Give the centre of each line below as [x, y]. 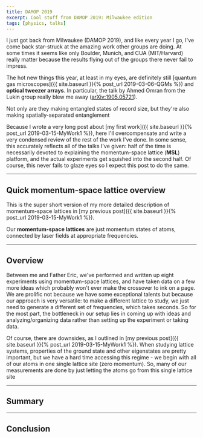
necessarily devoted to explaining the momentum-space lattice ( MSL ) [93, 152]
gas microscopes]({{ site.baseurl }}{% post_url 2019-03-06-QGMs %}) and [100, 84]
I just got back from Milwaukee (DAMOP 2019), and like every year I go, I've [100, 41]
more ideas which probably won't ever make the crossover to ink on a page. [101, 288]
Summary [25, 401]
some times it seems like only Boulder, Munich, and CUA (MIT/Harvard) [95, 53]
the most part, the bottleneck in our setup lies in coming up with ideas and [99, 313]
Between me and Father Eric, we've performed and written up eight [90, 275]
